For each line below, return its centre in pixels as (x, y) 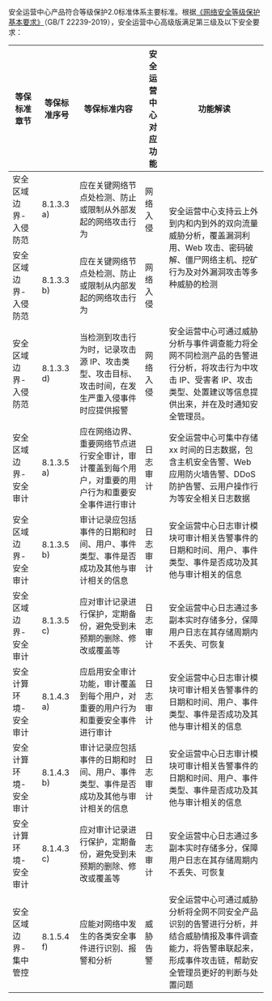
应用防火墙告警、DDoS (212, 474)
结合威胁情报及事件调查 (214, 936)
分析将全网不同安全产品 (214, 912)
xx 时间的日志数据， (207, 450)
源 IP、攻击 (101, 361)
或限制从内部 (104, 286)
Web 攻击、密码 (215, 248)
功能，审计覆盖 (108, 684)
